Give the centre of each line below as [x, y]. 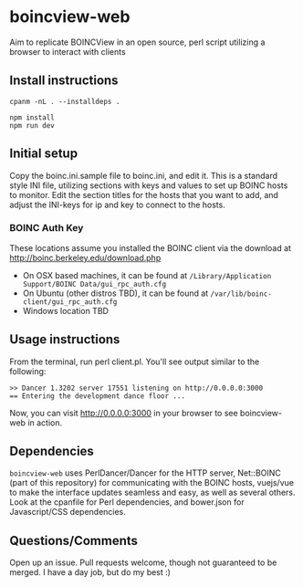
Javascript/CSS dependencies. [68, 512]
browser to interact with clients [68, 51]
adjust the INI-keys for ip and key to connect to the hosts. [117, 204]
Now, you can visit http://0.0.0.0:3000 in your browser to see [124, 413]
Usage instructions [65, 340]
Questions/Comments [74, 540]
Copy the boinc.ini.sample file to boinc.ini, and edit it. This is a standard [144, 175]
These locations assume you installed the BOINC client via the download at [151, 247]
